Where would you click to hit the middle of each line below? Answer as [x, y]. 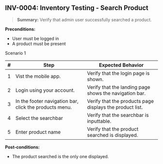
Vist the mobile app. [38, 76]
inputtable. [99, 121]
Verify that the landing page [119, 87]
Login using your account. [45, 90]
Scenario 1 [16, 53]
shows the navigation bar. [116, 93]
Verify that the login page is [118, 73]
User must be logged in [35, 38]
